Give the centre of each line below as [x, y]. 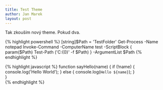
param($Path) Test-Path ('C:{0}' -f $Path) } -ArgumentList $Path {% [74, 52]
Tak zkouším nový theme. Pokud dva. [43, 33]
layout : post [18, 18]
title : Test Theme [24, 9]
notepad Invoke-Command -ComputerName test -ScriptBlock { [69, 47]
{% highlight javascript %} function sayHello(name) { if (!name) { [70, 67]
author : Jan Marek [24, 14]
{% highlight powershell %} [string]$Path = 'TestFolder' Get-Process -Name [82, 42]
